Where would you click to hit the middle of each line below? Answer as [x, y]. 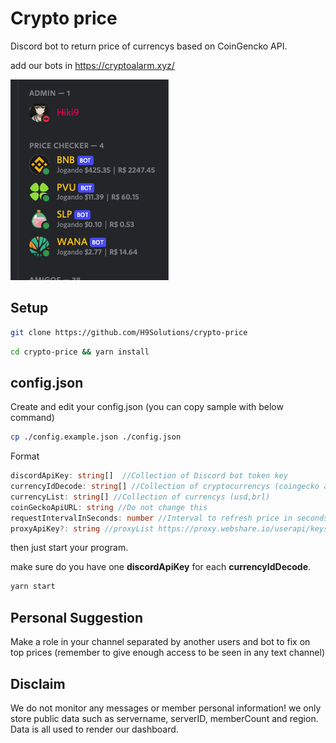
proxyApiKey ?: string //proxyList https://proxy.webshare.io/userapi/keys [169, 528]
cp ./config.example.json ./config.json [96, 437]
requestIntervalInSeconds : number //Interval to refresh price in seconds [169, 518]
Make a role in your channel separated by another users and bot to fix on [160, 642]
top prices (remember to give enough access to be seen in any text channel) [168, 653]
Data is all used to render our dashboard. [94, 729]
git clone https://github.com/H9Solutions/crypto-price [129, 332]
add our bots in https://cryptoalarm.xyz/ [92, 65]
